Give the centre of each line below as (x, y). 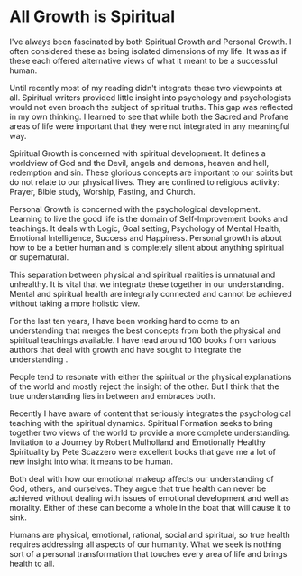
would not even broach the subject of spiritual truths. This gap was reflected (151, 107)
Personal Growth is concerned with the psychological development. (135, 209)
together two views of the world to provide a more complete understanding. (150, 432)
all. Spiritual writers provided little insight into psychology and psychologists (151, 98)
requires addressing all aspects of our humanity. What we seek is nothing (146, 544)
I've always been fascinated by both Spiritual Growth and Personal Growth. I (151, 42)
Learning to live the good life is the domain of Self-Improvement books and (149, 218)
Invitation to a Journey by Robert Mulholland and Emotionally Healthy (137, 442)
